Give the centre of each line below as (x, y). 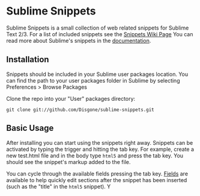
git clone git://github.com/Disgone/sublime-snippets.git (80, 110)
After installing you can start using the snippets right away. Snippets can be (100, 142)
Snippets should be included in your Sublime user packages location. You (97, 74)
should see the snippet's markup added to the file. (68, 162)
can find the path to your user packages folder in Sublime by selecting (93, 80)
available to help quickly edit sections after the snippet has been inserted (97, 180)
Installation (28, 59)
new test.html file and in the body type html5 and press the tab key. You (95, 156)
